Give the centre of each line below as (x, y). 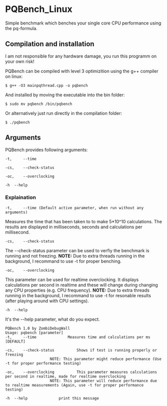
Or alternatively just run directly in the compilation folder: (64, 113)
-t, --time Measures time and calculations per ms (78, 337)
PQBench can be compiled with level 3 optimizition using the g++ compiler (82, 71)
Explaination (21, 197)
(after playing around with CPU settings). (47, 301)
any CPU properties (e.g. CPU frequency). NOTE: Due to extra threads (77, 290)
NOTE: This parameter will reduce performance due (103, 381)
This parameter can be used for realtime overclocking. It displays (72, 279)
